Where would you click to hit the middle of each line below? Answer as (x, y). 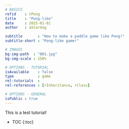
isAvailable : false (29, 72)
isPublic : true (21, 98)
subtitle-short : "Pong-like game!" (42, 41)
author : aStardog (26, 28)
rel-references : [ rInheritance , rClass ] (48, 85)
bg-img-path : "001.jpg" (31, 54)
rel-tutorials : (23, 81)
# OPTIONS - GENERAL (26, 94)
